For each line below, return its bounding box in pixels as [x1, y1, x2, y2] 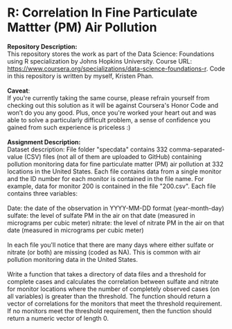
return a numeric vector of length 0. [7, 314, 109, 322]
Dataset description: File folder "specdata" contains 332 [7, 145, 168, 153]
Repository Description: [7, 42, 78, 50]
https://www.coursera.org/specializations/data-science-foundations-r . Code [7, 64, 225, 73]
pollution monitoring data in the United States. [7, 255, 139, 263]
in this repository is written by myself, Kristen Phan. [7, 71, 154, 80]
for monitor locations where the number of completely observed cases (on [7, 285, 220, 293]
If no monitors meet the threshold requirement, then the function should [7, 306, 213, 315]
